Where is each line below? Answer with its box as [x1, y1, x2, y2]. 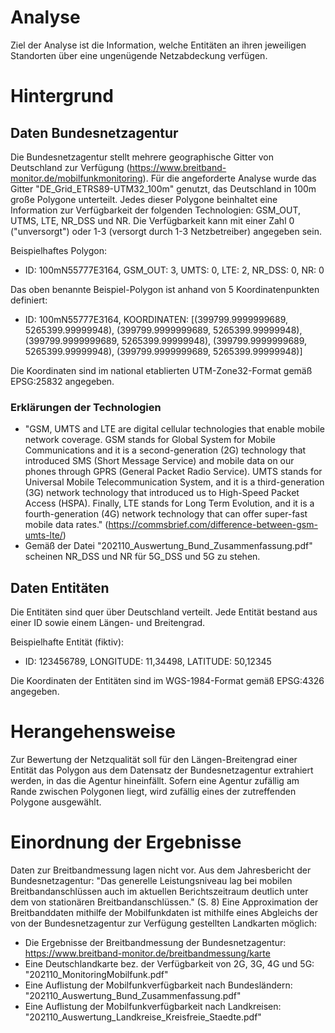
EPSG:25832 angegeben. [10, 375, 115, 387]
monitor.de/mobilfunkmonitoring [10, 172, 143, 184]
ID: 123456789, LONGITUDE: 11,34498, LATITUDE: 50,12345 [24, 656, 272, 668]
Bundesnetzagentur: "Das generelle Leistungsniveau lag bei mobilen [10, 874, 293, 886]
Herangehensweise [10, 721, 176, 743]
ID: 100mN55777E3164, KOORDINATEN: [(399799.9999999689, [24, 313, 289, 325]
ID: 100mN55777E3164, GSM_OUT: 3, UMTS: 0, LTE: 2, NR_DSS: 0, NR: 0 [24, 264, 325, 276]
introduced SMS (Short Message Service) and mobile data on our [24, 455, 295, 467]
